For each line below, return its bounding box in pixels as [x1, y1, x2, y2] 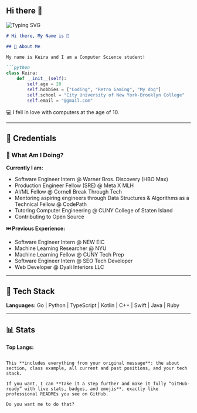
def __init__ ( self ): [16, 76, 67, 82]
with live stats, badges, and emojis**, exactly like [24, 386, 159, 392]
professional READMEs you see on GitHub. [6, 391, 109, 397]
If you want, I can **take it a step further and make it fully [6, 381, 167, 387]
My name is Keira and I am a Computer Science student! [6, 54, 145, 60]
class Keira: [6, 70, 38, 76]
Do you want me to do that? [6, 401, 75, 407]
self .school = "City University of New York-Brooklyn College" [27, 92, 185, 98]
